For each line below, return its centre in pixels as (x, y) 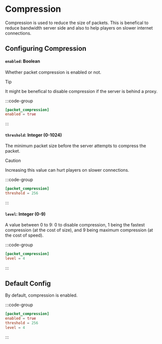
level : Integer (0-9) (25, 214)
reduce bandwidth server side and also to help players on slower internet (79, 28)
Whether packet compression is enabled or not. (53, 72)
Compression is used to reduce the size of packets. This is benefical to (77, 23)
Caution (13, 160)
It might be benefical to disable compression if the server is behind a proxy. (81, 91)
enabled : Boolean (23, 61)
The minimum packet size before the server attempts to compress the (76, 146)
